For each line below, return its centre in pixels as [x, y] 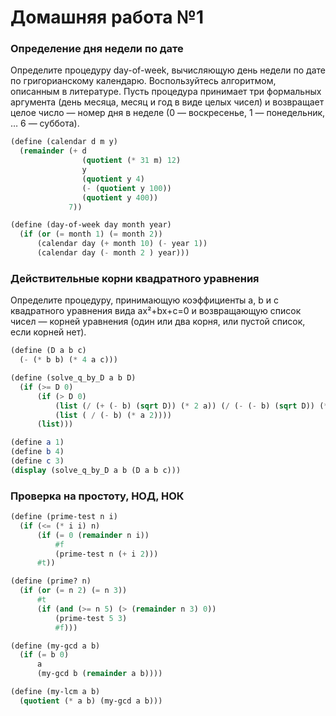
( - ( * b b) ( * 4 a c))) [68, 360]
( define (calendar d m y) [64, 142]
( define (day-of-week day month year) [91, 225]
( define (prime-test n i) [64, 517]
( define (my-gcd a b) [55, 646]
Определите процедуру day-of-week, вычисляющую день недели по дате [168, 70]
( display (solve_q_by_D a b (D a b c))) [96, 470]
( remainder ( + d [53, 151]
